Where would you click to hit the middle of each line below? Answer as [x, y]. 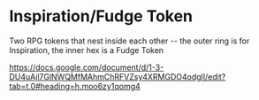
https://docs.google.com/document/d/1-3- [87, 67]
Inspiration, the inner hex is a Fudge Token [87, 50]
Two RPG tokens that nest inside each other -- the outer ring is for [129, 41]
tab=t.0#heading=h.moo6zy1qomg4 [75, 86]
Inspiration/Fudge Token [101, 16]
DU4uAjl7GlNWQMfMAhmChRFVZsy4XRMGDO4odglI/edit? [118, 76]
